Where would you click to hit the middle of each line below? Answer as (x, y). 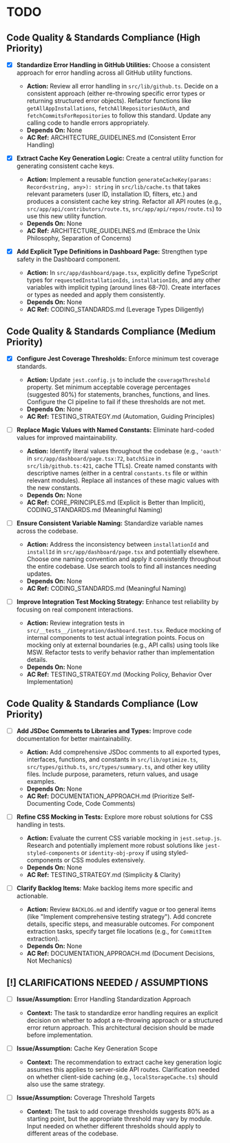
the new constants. (54, 488)
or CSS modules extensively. (104, 860)
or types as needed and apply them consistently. (96, 295)
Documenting (46, 804)
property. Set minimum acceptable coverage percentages (108, 387)
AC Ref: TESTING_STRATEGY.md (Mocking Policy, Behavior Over (119, 674)
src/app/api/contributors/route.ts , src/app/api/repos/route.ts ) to (124, 209)
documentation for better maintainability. (74, 739)
